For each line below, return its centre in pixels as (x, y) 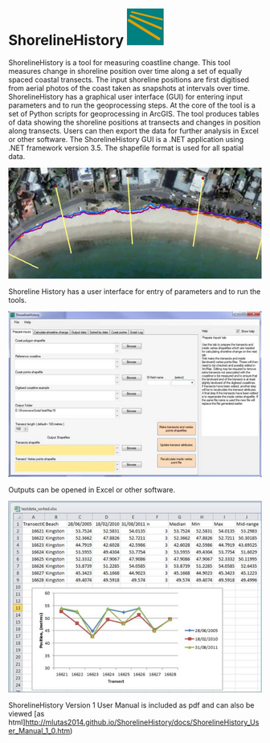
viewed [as (27, 713)
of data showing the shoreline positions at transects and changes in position (135, 122)
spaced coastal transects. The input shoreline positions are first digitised (129, 80)
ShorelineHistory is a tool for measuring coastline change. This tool (119, 62)
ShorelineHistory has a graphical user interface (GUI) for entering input (126, 96)
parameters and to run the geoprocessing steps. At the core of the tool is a (132, 105)
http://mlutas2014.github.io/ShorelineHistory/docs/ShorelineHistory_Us (142, 722)
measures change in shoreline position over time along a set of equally (125, 71)
